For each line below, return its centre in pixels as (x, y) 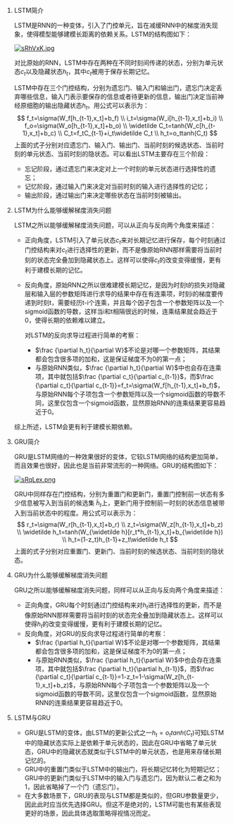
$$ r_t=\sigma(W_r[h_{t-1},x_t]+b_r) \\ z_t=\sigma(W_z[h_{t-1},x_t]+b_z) (120, 524)
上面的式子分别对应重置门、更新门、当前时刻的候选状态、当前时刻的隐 (116, 551)
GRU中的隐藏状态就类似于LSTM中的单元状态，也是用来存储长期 (129, 751)
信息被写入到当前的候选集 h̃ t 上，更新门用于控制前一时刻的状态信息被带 (122, 504)
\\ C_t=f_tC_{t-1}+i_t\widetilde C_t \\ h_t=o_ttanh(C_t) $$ (138, 133)
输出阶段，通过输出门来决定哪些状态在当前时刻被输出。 (105, 195)
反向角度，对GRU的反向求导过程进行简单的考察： (96, 634)
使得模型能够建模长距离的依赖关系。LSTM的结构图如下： (109, 34)
